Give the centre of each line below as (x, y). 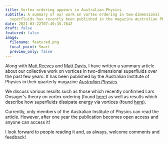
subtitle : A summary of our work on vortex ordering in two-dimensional (82, 14)
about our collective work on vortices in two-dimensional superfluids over (81, 71)
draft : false (19, 28)
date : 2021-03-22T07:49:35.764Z (39, 24)
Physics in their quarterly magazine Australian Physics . (62, 81)
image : (12, 38)
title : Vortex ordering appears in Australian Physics (63, 10)
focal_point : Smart (30, 47)
